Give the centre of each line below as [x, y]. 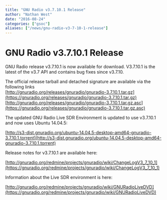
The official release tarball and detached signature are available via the [78, 82]
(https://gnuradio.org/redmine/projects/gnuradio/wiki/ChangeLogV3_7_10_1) [83, 168]
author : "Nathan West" [29, 14]
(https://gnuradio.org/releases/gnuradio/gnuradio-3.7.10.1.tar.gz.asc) [75, 108]
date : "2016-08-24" [25, 19]
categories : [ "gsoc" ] [28, 24]
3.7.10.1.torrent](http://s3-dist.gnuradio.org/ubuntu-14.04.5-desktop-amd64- [83, 138]
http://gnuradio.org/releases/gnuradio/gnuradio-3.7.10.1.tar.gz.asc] [75, 103]
